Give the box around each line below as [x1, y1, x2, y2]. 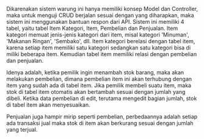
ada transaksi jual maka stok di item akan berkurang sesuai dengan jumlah [6, 119, 194, 127]
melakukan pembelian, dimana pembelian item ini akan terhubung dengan [6, 76, 192, 82]
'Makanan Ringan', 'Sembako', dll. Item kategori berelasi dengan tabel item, [6, 38, 195, 45]
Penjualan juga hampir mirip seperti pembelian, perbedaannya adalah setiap [6, 113, 198, 120]
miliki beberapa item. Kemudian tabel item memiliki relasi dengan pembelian [6, 51, 197, 57]
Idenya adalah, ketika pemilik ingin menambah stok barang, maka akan [6, 69, 184, 76]
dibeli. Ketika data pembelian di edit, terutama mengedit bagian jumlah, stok [6, 94, 197, 102]
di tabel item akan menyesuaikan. [6, 101, 90, 109]
